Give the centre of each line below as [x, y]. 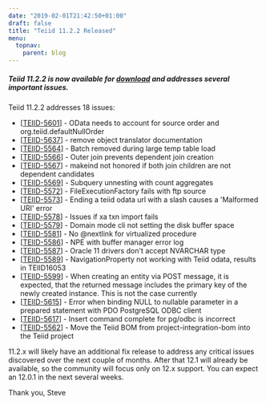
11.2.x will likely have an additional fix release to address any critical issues [131, 351]
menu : [17, 38]
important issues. [38, 87]
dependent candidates [57, 174]
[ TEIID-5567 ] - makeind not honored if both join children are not [125, 165]
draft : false [30, 23]
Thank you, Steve [37, 392]
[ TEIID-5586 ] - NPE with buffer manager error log [102, 242]
